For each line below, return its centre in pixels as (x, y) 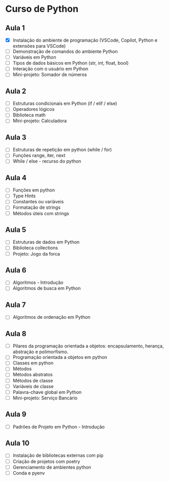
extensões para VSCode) (39, 46)
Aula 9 (16, 415)
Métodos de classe (33, 380)
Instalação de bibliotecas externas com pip (58, 455)
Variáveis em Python (34, 57)
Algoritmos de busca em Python (47, 288)
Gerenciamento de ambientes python (52, 467)
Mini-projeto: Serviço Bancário (45, 398)
